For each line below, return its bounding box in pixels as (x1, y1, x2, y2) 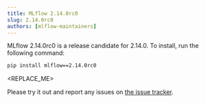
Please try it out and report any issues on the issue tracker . (7, 88, 174, 96)
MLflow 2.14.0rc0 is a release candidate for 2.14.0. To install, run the (7, 42, 199, 50)
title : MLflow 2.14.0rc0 (7, 10, 78, 17)
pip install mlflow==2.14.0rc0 (7, 62, 97, 69)
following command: (7, 49, 65, 57)
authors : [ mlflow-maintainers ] (7, 23, 97, 30)
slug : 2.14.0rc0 (7, 16, 54, 23)
